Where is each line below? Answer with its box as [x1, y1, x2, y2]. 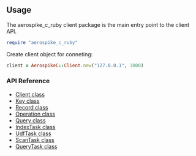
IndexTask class [15, 123, 56, 130]
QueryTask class [15, 143, 58, 150]
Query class [15, 116, 46, 124]
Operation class [15, 110, 55, 117]
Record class [15, 103, 48, 111]
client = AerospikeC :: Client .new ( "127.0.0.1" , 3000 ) [6, 62, 144, 69]
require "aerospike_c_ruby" [6, 39, 78, 45]
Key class [15, 97, 40, 105]
